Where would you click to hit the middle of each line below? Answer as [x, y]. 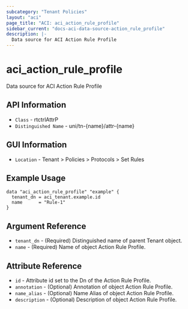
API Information [36, 105]
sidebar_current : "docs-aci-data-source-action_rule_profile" [86, 29]
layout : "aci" [24, 17]
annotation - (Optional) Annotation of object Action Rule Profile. [94, 287]
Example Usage [36, 178]
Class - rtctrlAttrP [37, 119]
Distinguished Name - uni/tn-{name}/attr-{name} [75, 126]
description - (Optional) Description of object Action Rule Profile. [96, 299]
